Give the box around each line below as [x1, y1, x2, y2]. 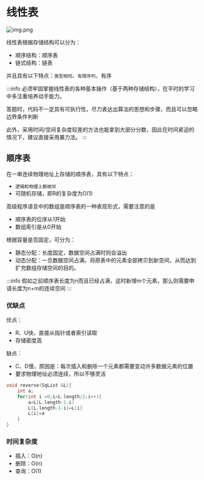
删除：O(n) [15, 460, 42, 467]
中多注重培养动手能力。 [6, 92, 65, 100]
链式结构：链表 [15, 59, 53, 66]
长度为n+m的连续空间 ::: [11, 284, 72, 292]
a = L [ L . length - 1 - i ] [28, 399, 75, 405]
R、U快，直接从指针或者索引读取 [15, 329, 98, 337]
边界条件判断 [6, 113, 38, 120]
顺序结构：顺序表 [15, 51, 58, 58]
